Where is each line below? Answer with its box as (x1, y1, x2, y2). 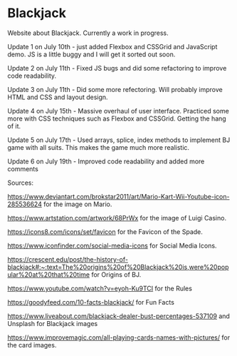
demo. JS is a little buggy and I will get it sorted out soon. (7, 50, 176, 59)
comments (7, 164, 39, 173)
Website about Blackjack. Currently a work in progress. (7, 29, 169, 37)
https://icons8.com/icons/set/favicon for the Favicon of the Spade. (7, 227, 203, 236)
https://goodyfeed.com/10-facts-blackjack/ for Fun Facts (7, 297, 174, 306)
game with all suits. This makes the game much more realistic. (7, 143, 190, 151)
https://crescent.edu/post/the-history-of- (7, 255, 128, 263)
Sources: (7, 178, 34, 187)
